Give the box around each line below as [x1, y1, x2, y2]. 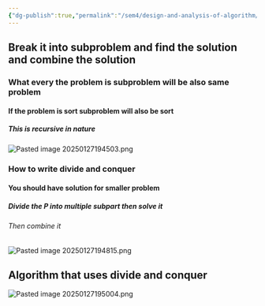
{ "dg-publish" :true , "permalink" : [8, 11, 118, 20]
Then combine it [8, 221, 62, 230]
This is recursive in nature [8, 124, 96, 134]
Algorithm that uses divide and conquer [8, 268, 207, 282]
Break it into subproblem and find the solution [8, 41, 238, 54]
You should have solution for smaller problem [8, 183, 160, 193]
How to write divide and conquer [8, 163, 136, 174]
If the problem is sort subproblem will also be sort [8, 106, 174, 115]
